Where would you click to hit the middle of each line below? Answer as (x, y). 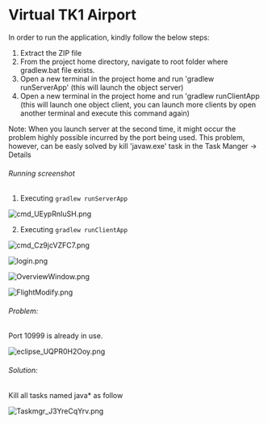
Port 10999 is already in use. (56, 336)
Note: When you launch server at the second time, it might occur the (122, 129)
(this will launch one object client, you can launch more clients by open (138, 104)
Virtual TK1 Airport (73, 15)
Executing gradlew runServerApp (73, 198)
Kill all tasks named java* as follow (66, 395)
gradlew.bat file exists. (57, 70)
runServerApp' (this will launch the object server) (102, 87)
